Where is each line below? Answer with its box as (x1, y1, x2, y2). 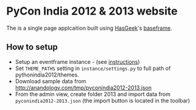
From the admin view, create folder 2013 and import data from (15, 90, 171, 98)
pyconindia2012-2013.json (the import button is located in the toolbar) (15, 97, 191, 104)
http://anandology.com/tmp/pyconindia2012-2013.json (15, 84, 152, 91)
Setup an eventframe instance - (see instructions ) (15, 58, 140, 65)
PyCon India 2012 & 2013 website (6, 4, 178, 18)
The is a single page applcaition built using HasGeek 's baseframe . (6, 24, 172, 32)
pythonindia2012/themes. (15, 71, 79, 78)
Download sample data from (15, 77, 86, 84)
